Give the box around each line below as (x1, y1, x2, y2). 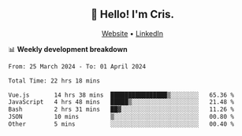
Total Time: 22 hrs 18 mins (8, 76, 101, 85)
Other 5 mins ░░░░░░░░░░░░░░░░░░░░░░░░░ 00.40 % (8, 120, 235, 128)
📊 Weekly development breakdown (8, 44, 128, 53)
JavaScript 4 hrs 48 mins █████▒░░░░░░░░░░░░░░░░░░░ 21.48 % (8, 98, 235, 106)
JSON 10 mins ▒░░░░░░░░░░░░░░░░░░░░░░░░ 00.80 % (8, 113, 235, 121)
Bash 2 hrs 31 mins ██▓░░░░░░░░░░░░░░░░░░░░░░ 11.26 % (8, 105, 235, 114)
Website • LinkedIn (101, 28, 164, 38)
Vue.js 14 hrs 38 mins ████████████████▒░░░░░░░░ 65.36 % (8, 91, 235, 99)
